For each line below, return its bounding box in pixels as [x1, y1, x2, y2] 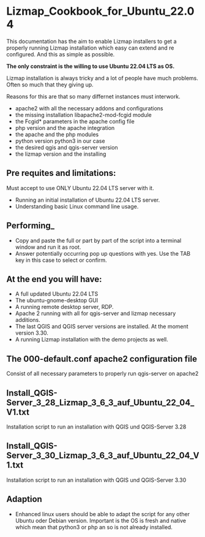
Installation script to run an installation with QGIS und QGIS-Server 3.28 [6, 423, 187, 430]
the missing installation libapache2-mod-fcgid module [15, 111, 152, 118]
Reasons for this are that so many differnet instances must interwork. [6, 93, 181, 100]
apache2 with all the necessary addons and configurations [15, 104, 163, 112]
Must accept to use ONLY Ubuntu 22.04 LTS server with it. [6, 184, 154, 191]
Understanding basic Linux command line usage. [15, 202, 139, 210]
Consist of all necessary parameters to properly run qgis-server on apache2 [6, 370, 199, 378]
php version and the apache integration [15, 124, 115, 131]
